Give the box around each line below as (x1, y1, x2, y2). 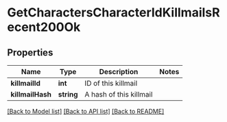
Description (99, 67, 139, 76)
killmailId (10, 79, 41, 88)
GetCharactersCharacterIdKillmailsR (7, 5, 221, 21)
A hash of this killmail (84, 90, 153, 99)
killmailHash (10, 90, 52, 99)
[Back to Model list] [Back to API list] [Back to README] (7, 108, 165, 115)
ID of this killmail (84, 79, 138, 88)
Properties (7, 47, 53, 58)
